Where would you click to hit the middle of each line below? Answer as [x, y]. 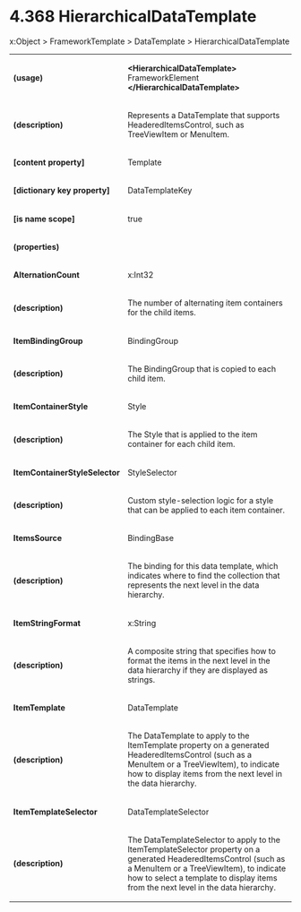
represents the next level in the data [193, 585]
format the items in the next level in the [199, 660]
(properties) [36, 246]
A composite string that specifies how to [202, 650]
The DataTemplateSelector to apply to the [204, 839]
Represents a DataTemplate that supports [204, 115]
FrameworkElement [163, 77]
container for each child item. [181, 444]
